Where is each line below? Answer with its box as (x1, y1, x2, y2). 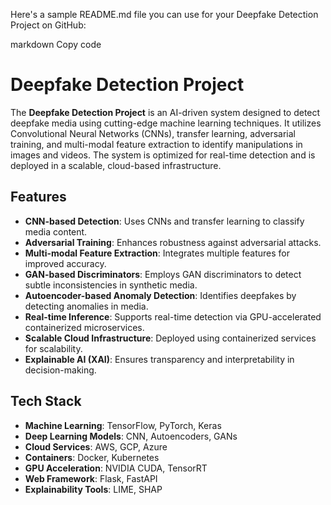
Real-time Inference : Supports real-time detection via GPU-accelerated (24, 310, 322, 323)
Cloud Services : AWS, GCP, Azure (24, 440, 168, 453)
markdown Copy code (10, 39, 102, 50)
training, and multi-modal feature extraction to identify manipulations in (10, 138, 303, 150)
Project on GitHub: (10, 19, 87, 31)
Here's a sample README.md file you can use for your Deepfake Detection (10, 9, 319, 20)
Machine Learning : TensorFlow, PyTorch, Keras (24, 419, 222, 431)
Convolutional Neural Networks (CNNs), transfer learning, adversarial (10, 127, 296, 139)
